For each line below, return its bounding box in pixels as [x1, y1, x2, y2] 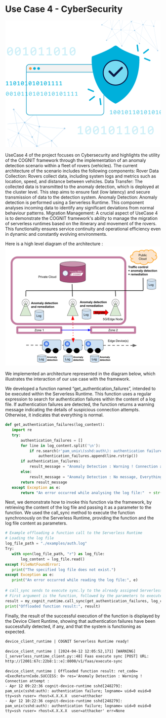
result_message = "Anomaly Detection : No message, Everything [29, 474, 163, 479]
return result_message [20, 480, 68, 485]
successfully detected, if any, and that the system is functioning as [5, 623, 141, 629]
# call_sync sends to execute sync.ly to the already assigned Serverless [5, 588, 163, 593]
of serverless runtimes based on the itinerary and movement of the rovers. [5, 221, 157, 227]
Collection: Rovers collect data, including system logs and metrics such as [5, 173, 157, 179]
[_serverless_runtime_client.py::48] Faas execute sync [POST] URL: [5, 653, 149, 658]
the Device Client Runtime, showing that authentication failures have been [5, 618, 156, 624]
